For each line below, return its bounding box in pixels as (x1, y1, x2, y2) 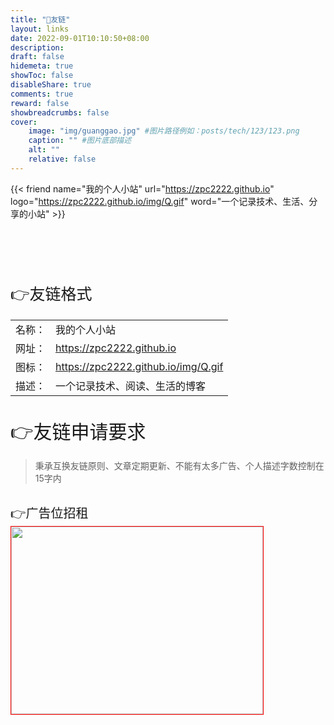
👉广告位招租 (10, 505, 89, 521)
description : (10, 42, 65, 53)
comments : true (10, 89, 74, 99)
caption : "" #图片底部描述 (28, 136, 132, 146)
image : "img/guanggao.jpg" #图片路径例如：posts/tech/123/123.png (28, 126, 300, 136)
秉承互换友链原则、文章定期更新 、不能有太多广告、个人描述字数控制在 (34, 459, 325, 471)
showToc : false (10, 71, 74, 81)
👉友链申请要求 (10, 419, 147, 443)
